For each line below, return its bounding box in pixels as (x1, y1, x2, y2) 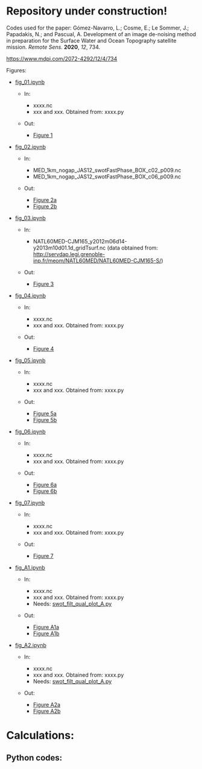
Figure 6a (33, 481, 57, 488)
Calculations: (6, 729, 74, 742)
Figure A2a (33, 701, 61, 708)
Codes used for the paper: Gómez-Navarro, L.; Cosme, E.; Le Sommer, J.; (6, 24, 189, 31)
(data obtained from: (107, 244, 159, 251)
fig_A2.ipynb (14, 641, 46, 648)
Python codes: (6, 752, 63, 763)
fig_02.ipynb (14, 143, 46, 150)
